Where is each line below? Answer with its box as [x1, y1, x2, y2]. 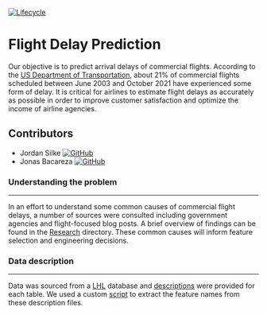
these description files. [8, 298, 83, 308]
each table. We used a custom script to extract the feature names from [8, 290, 240, 299]
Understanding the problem [8, 176, 118, 187]
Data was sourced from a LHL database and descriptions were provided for [8, 281, 255, 290]
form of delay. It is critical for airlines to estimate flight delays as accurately [8, 87, 254, 96]
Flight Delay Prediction [8, 36, 161, 53]
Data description [8, 255, 74, 266]
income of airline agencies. [8, 103, 97, 113]
